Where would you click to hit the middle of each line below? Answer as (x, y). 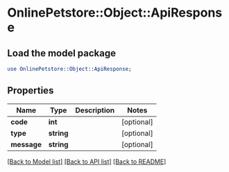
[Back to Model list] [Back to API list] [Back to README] (87, 162)
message (26, 144)
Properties (31, 91)
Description (95, 110)
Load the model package (62, 53)
